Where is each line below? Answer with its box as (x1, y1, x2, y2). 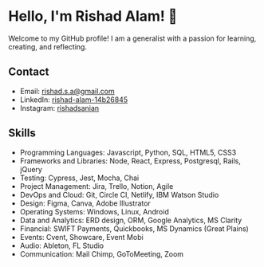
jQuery (19, 164, 42, 174)
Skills (8, 127, 36, 140)
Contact (8, 65, 49, 79)
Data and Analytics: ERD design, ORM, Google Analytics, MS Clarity (19, 215, 242, 225)
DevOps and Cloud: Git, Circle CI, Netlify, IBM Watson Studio (19, 190, 219, 199)
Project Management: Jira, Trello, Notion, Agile (19, 181, 174, 190)
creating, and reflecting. (8, 41, 88, 51)
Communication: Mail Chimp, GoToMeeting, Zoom (19, 249, 184, 258)
